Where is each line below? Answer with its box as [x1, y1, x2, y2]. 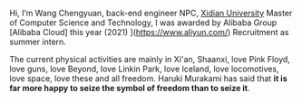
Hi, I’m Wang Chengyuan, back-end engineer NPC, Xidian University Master [9, 8, 293, 18]
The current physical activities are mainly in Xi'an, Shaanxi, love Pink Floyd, [9, 54, 290, 64]
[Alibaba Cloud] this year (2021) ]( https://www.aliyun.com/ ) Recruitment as [9, 27, 289, 37]
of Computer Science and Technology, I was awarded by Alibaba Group [9, 17, 278, 28]
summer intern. [9, 36, 66, 47]
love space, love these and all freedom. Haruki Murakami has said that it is [9, 73, 287, 84]
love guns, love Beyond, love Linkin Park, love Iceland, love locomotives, [9, 63, 279, 74]
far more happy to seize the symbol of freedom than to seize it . [9, 83, 251, 93]
